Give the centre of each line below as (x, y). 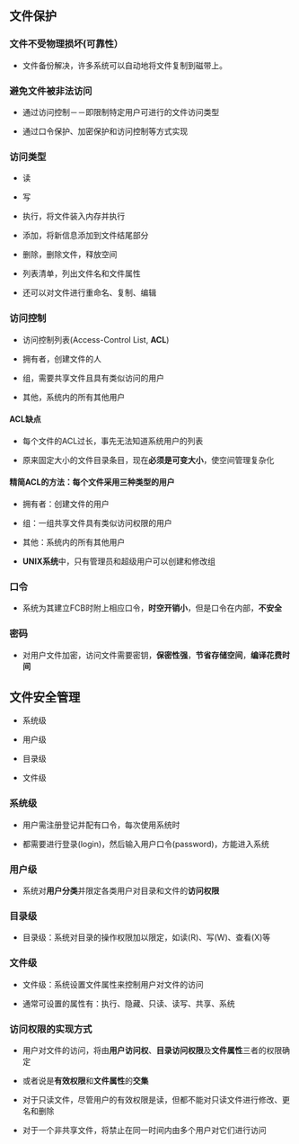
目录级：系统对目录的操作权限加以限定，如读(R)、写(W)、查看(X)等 (146, 937)
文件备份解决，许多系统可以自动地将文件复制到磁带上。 (124, 65)
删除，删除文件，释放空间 (70, 255)
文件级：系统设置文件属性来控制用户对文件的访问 (113, 984)
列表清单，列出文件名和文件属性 (81, 273)
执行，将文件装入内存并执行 (74, 216)
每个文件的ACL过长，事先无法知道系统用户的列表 (113, 441)
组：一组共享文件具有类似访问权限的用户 (97, 523)
